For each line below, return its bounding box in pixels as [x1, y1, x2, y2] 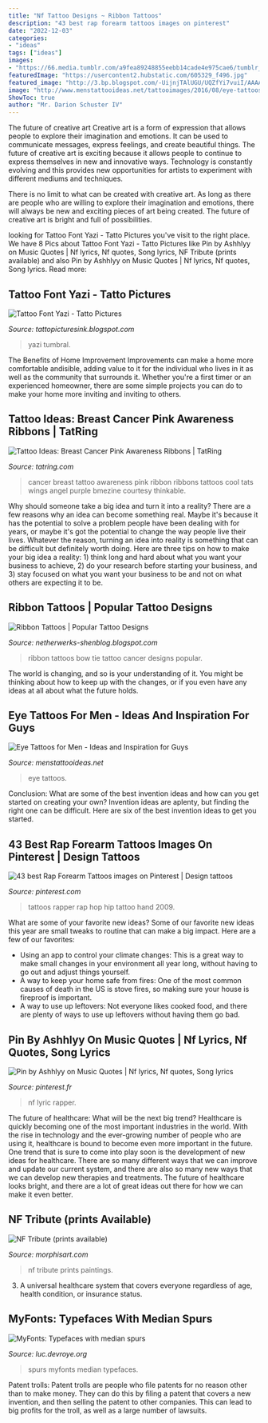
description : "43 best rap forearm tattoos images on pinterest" [8, 19, 230, 27]
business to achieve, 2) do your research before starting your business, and [8, 561, 258, 570]
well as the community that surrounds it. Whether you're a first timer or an [8, 372, 251, 382]
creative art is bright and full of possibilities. [8, 215, 152, 225]
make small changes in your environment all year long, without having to [19, 959, 258, 969]
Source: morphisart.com [8, 1249, 89, 1259]
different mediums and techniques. [8, 174, 124, 184]
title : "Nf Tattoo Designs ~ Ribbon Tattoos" [8, 11, 162, 20]
